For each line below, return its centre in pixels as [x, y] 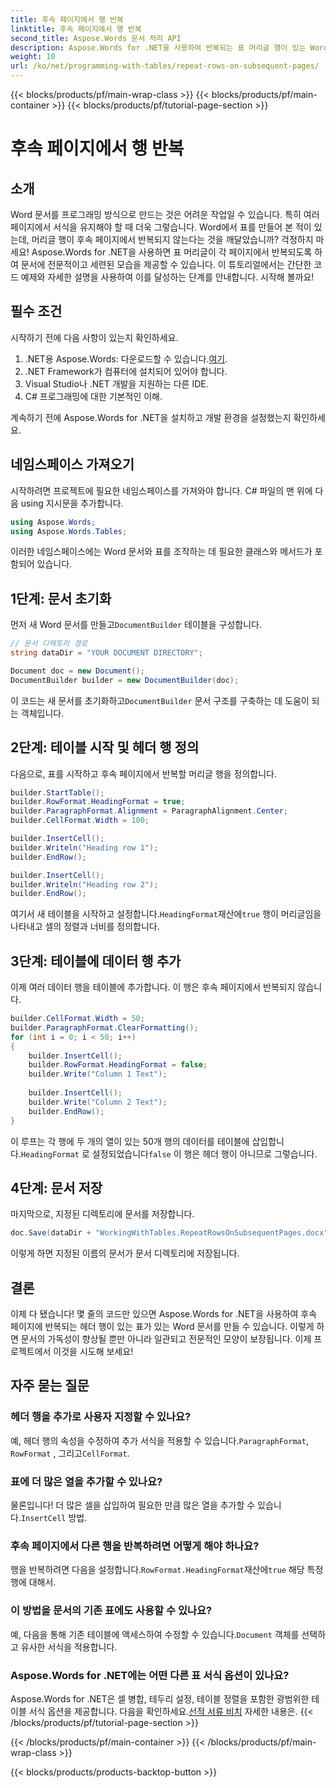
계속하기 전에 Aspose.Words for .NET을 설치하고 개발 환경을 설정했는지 [151, 417]
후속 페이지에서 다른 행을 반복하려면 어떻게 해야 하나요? [135, 1546]
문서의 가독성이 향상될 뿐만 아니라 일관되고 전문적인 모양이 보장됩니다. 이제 [166, 1339]
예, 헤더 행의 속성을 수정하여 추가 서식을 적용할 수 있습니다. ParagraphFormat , [159, 1440]
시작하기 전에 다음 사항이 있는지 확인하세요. [94, 337]
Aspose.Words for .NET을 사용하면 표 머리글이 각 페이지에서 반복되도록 [172, 252]
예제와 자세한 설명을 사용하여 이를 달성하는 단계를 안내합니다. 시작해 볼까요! [167, 277]
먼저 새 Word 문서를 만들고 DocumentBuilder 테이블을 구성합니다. [136, 625]
